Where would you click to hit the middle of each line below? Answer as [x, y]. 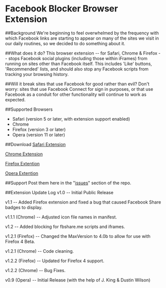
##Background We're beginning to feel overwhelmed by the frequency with [82, 33]
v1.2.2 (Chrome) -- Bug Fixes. [35, 270]
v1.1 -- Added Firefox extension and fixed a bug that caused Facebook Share [83, 202]
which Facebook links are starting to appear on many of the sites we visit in [82, 38]
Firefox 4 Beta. [20, 241]
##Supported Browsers [29, 109]
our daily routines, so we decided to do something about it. [65, 43]
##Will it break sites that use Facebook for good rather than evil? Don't [77, 84]
